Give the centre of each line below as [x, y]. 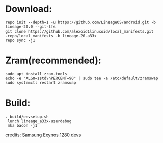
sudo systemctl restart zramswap [41, 83]
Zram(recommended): [53, 60]
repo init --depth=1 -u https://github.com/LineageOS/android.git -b [81, 22]
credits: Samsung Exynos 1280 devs [43, 135]
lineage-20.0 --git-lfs [31, 27]
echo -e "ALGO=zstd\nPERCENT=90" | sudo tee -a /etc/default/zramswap [82, 78]
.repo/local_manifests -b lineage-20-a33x [51, 36]
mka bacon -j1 [22, 125]
